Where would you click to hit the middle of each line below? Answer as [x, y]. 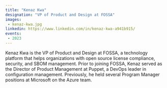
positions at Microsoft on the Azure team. [49, 80]
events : [13, 34]
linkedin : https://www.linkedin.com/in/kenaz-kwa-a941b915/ [71, 29]
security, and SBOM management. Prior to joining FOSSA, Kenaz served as [84, 64]
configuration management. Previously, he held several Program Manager [83, 74]
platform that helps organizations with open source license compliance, [80, 58]
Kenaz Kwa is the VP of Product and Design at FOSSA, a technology [77, 53]
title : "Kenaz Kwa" [26, 10]
